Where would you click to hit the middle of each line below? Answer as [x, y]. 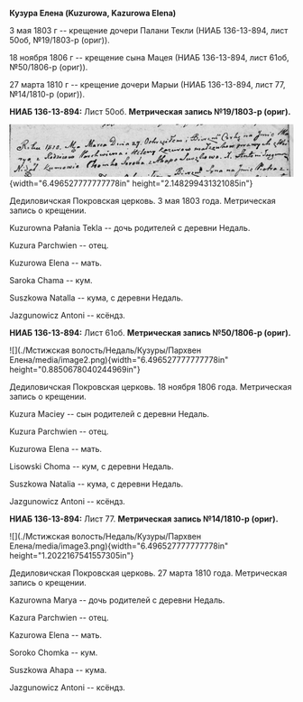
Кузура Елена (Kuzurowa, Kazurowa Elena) [93, 13]
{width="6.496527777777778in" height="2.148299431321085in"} [131, 183]
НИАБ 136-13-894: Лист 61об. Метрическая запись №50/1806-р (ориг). [150, 333]
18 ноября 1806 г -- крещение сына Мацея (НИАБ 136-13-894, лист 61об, [150, 57]
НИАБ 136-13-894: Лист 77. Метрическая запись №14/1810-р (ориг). [144, 519]
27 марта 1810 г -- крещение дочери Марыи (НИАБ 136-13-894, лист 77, [147, 84]
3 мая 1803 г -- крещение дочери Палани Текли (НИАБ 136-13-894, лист [149, 30]
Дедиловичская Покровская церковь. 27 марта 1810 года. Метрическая [148, 573]
